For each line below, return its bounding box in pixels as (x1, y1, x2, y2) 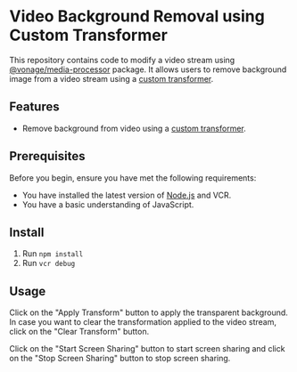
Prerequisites (9, 149, 86, 164)
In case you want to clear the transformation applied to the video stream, (9, 317, 276, 328)
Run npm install (21, 248, 84, 259)
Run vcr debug (21, 258, 76, 269)
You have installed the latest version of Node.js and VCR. (21, 190, 232, 200)
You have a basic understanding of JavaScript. (21, 198, 194, 210)
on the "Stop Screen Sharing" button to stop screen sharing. (9, 353, 231, 364)
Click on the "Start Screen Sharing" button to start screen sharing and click (9, 344, 285, 354)
